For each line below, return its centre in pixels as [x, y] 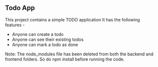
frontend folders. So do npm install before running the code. [65, 59]
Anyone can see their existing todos [48, 39]
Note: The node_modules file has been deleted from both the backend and [79, 54]
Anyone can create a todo [38, 34]
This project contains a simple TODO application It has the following [72, 19]
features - [15, 25]
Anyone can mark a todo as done [45, 44]
